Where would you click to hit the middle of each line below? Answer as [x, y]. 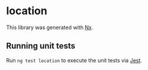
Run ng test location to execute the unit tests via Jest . [74, 60]
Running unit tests [41, 46]
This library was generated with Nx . [50, 27]
